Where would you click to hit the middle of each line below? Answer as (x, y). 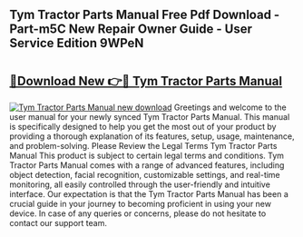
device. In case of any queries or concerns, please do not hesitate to (138, 213)
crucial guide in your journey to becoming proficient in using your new (141, 204)
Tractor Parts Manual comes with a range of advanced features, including (147, 165)
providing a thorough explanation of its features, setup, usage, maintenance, (152, 136)
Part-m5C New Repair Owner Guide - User (131, 30)
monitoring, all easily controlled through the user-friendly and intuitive (140, 184)
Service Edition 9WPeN (77, 43)
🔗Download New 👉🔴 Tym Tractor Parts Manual (146, 81)
